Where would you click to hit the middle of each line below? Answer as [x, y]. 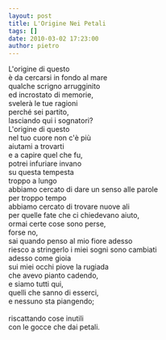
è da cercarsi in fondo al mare [58, 78]
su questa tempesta [41, 172]
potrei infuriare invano [45, 164]
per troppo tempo [37, 198]
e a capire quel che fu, [46, 155]
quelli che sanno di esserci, [54, 293]
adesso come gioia [40, 258]
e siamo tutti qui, [36, 284]
